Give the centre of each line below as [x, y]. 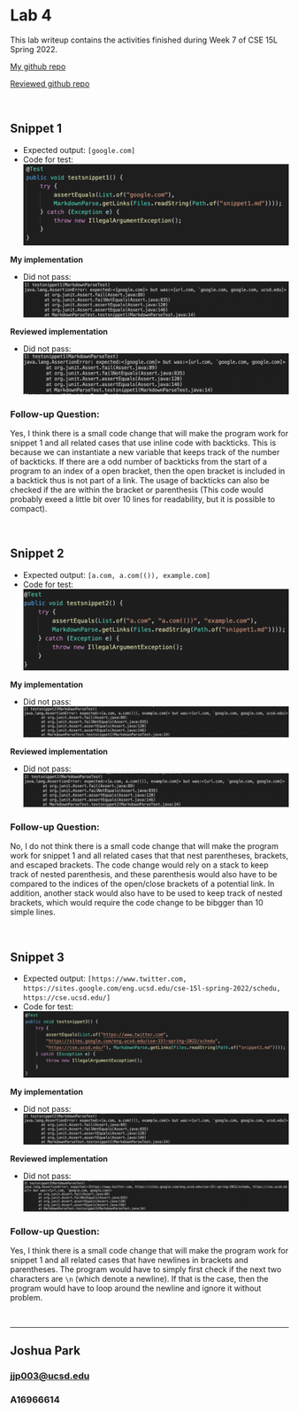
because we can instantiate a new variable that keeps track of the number [145, 452]
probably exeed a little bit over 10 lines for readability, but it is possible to [143, 499]
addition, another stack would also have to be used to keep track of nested [146, 893]
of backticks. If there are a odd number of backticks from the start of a [139, 462]
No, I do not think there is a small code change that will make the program [145, 846]
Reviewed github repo [50, 83]
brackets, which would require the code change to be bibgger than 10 [137, 903]
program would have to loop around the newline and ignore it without [136, 1288]
